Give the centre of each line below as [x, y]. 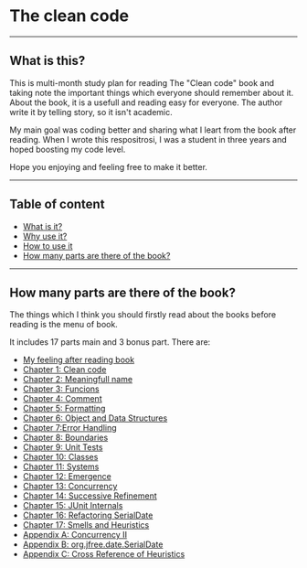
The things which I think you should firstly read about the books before [143, 315]
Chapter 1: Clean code [64, 370]
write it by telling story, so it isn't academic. [91, 112]
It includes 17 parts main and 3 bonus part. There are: [110, 342]
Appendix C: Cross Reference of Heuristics [104, 554]
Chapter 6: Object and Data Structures [95, 418]
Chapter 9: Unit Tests [63, 447]
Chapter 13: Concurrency [70, 487]
